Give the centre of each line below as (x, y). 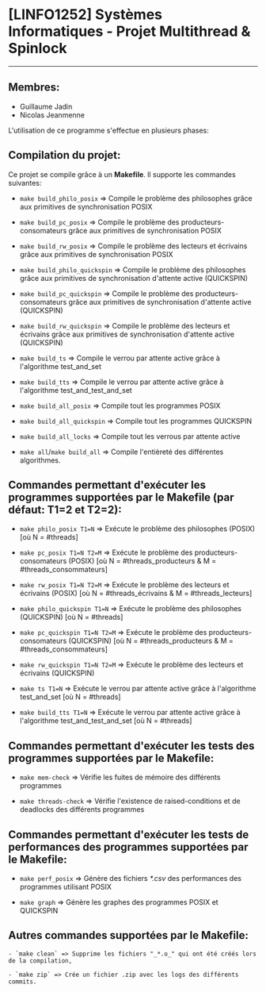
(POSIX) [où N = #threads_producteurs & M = (142, 561)
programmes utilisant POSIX (66, 887)
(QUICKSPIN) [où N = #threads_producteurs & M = (151, 641)
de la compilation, (40, 961)
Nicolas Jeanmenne (52, 115)
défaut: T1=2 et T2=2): (65, 509)
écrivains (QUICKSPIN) (57, 673)
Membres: (34, 88)
